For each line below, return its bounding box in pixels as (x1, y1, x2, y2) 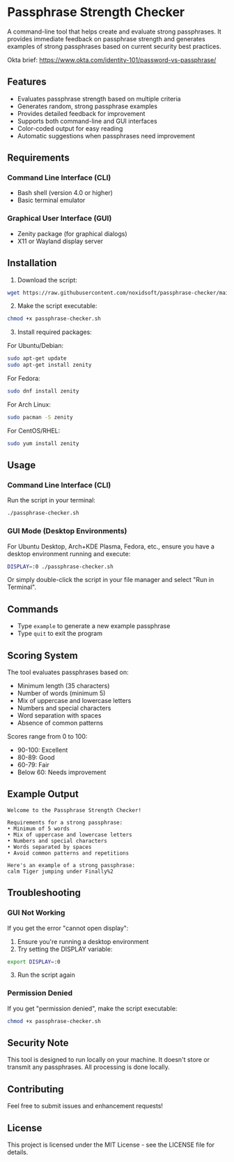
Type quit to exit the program (17, 630, 103, 638)
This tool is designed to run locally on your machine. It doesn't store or (7, 1056, 210, 1064)
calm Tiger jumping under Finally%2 (7, 868, 114, 875)
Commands (7, 603, 59, 615)
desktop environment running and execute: (7, 549, 131, 558)
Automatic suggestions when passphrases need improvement (17, 131, 195, 140)
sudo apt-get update (7, 355, 68, 362)
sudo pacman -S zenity (7, 414, 73, 421)
